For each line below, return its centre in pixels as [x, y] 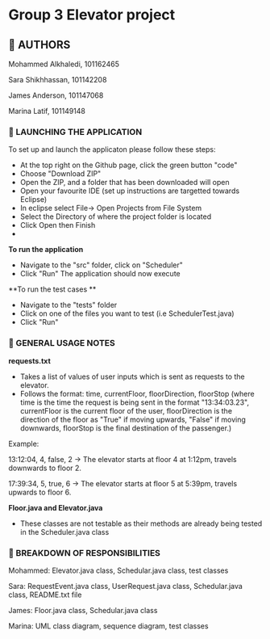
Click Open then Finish [58, 225]
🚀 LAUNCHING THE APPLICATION [75, 132]
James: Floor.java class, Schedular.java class [83, 610]
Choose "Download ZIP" [60, 174]
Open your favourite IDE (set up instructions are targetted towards [130, 191]
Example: [24, 444]
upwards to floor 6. [40, 492]
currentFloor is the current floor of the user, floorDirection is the [126, 410]
